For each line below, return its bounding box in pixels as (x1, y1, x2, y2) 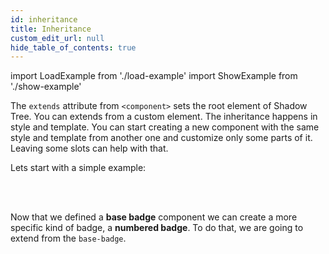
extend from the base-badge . (10, 232, 127, 245)
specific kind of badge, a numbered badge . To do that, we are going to (10, 222, 304, 234)
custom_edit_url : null (10, 33, 105, 43)
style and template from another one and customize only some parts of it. (10, 132, 313, 144)
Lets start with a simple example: (10, 162, 147, 174)
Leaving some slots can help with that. (10, 142, 169, 155)
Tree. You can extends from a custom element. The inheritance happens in (10, 111, 318, 123)
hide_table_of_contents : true (10, 42, 137, 53)
